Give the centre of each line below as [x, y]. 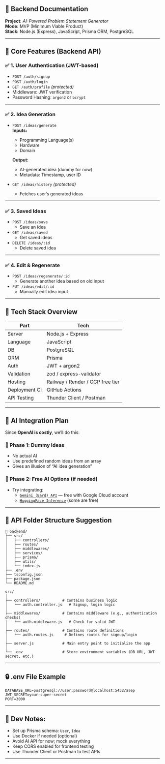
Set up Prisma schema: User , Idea [46, 731]
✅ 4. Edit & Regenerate [33, 265]
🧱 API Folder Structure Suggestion [58, 520]
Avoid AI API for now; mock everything [51, 741]
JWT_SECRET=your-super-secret [36, 695]
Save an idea [33, 227]
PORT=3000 [15, 699]
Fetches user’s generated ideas [51, 194]
